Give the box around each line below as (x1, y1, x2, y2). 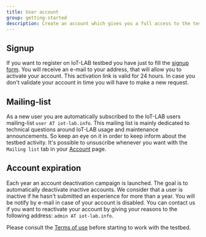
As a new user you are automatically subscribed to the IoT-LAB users (6, 113, 181, 120)
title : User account (6, 9, 59, 15)
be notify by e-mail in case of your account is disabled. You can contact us (6, 198, 196, 206)
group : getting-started (6, 15, 67, 21)
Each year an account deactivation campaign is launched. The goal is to (6, 179, 188, 187)
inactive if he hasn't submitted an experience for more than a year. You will (6, 192, 195, 200)
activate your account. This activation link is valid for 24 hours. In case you (6, 72, 196, 80)
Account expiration (6, 163, 82, 173)
